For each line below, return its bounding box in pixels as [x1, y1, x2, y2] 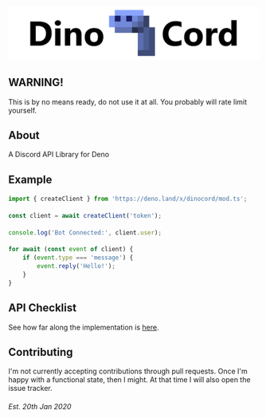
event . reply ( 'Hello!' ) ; [37, 262, 115, 270]
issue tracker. [8, 384, 53, 393]
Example [8, 172, 53, 186]
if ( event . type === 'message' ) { [22, 254, 134, 262]
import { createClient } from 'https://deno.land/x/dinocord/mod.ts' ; [8, 195, 248, 203]
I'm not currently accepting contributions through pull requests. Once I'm [8, 366, 248, 377]
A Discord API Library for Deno [8, 150, 110, 160]
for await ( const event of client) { [8, 246, 134, 254]
